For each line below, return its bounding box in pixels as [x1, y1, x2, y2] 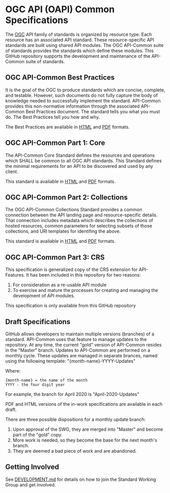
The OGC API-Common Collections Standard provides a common [5, 207, 142, 213]
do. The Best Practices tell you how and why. [5, 114, 100, 120]
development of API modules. [12, 292, 75, 299]
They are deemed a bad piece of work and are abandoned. [12, 448, 137, 454]
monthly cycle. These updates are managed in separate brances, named [5, 353, 158, 358]
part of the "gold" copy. [12, 432, 63, 437]
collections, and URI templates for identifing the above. [5, 228, 121, 234]
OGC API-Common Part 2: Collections [5, 193, 128, 202]
